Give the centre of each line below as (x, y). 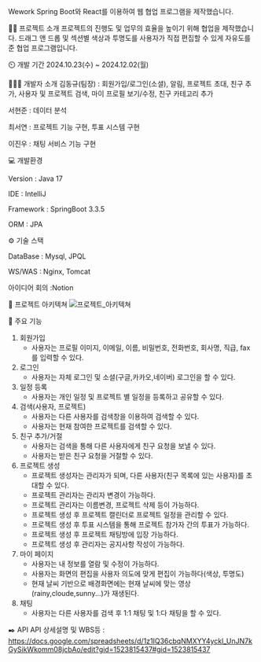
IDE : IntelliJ (27, 194)
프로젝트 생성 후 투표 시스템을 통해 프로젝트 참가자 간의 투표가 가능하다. (140, 524)
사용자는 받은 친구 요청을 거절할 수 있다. (92, 456)
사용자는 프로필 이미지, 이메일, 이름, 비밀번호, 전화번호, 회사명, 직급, (134, 348)
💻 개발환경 (26, 160)
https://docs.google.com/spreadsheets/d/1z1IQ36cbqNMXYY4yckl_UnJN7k (130, 641)
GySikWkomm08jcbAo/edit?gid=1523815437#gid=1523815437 (109, 649)
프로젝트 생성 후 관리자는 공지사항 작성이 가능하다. (108, 544)
